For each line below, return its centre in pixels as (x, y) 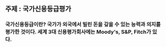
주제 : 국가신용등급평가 (38, 9)
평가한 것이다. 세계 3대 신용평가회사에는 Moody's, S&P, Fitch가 (78, 32)
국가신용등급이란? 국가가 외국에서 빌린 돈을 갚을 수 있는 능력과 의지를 (83, 24)
